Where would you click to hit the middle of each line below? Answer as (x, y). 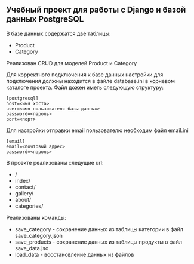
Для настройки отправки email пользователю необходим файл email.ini (98, 130)
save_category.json (39, 235)
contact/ (25, 187)
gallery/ (24, 193)
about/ (23, 199)
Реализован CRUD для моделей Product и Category (72, 63)
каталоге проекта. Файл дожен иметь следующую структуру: (85, 87)
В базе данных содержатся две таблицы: (58, 33)
